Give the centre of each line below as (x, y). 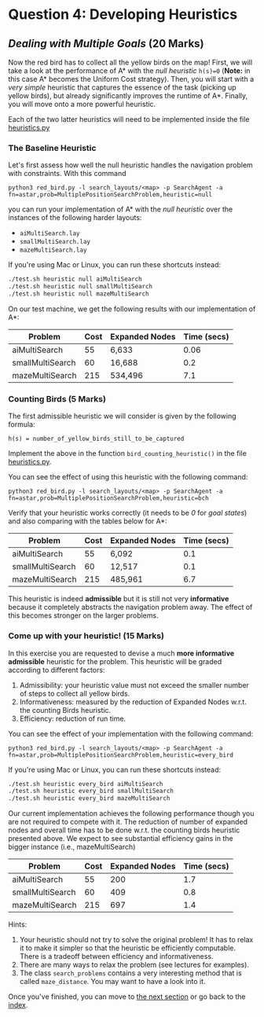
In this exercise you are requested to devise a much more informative (121, 653)
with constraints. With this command (68, 174)
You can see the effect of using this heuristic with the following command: (128, 477)
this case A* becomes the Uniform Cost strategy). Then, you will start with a (131, 79)
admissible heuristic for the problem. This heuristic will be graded (115, 661)
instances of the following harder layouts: (75, 218)
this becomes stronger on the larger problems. (83, 615)
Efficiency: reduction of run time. (73, 718)
